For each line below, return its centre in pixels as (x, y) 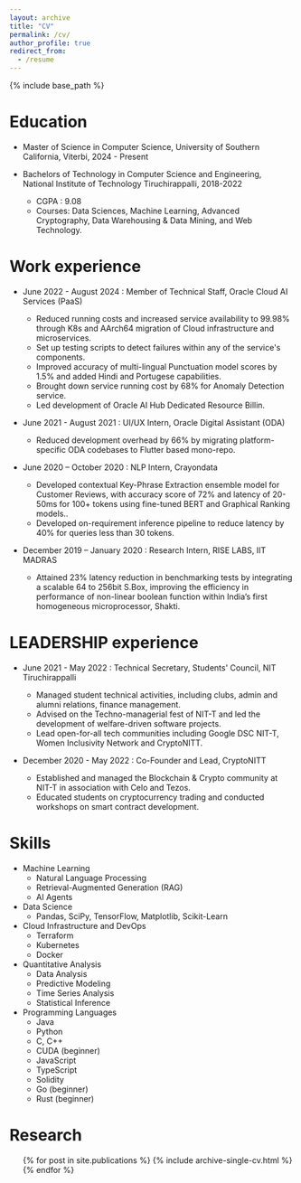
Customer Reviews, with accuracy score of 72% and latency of (153, 494)
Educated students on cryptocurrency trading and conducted (150, 797)
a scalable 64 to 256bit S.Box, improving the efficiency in (142, 587)
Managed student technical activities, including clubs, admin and (157, 695)
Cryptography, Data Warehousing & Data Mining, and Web (144, 220)
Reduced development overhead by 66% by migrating (136, 440)
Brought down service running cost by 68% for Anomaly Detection (160, 386)
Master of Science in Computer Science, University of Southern (141, 146)
